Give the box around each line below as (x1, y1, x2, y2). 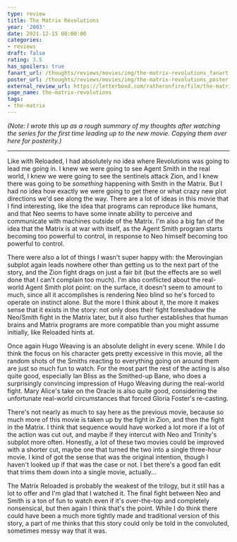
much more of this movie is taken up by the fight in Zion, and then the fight (7, 415, 224, 423)
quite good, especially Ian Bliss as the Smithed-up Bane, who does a (7, 371, 207, 380)
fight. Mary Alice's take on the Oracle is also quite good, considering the (7, 386, 217, 395)
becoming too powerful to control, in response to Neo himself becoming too (7, 231, 228, 240)
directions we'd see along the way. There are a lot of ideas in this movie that (7, 194, 229, 203)
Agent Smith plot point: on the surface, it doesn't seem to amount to (25, 283, 223, 291)
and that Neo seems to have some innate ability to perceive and (7, 209, 193, 217)
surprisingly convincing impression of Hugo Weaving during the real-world (7, 379, 224, 387)
